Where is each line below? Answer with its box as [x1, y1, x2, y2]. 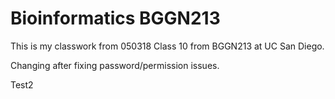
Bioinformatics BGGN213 [10, 7, 221, 30]
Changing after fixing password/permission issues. [10, 59, 220, 71]
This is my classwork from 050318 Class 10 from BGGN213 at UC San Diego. [10, 40, 325, 52]
